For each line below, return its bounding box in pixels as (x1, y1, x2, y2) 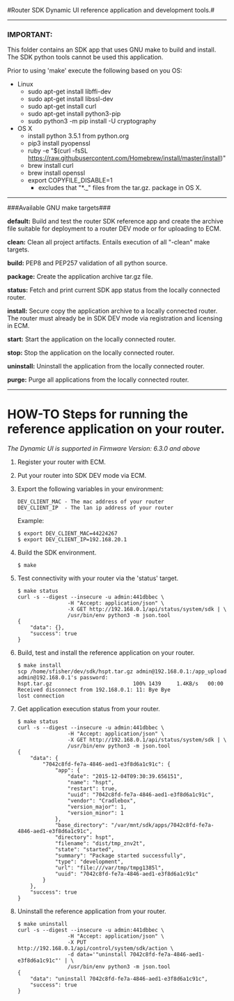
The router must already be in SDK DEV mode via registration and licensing (7, 314, 223, 323)
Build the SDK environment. (17, 548, 97, 557)
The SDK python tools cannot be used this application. (7, 53, 164, 61)
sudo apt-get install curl (27, 102, 97, 111)
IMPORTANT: (7, 29, 53, 39)
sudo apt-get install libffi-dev (27, 87, 111, 96)
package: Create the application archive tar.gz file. (7, 272, 153, 281)
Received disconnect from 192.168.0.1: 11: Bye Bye (17, 686, 171, 694)
